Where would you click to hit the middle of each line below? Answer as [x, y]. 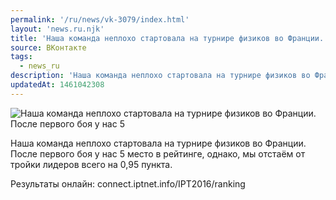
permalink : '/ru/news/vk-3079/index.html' [100, 19]
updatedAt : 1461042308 [57, 85]
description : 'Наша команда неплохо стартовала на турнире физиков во [160, 76]
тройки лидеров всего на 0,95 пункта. [91, 164]
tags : [21, 57]
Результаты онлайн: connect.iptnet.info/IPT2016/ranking [128, 183]
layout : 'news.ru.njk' [57, 29]
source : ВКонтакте [48, 47]
